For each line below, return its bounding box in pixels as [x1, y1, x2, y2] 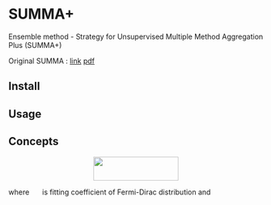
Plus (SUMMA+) [8, 40, 62, 49]
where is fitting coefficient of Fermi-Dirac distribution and [8, 187, 211, 197]
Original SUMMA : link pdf [8, 56, 95, 66]
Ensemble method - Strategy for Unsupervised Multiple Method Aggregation [8, 32, 264, 41]
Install [8, 79, 40, 93]
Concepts [8, 135, 59, 148]
